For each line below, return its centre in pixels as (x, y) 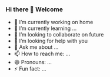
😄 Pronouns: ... (33, 62)
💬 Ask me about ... (36, 47)
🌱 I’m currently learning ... (45, 28)
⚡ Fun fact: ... (30, 69)
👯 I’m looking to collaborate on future (59, 35)
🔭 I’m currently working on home (54, 22)
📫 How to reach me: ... (42, 54)
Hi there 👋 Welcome (34, 9)
